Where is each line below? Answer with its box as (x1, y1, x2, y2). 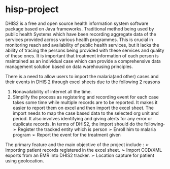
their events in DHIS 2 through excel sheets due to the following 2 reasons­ (5, 79, 160, 85)
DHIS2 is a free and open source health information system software (5, 20, 149, 26)
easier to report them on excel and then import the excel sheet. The (12, 105, 154, 111)
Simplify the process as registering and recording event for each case (12, 94, 159, 100)
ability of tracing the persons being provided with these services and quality (5, 47, 164, 53)
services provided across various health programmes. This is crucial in (5, 37, 153, 43)
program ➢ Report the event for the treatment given (12, 131, 121, 138)
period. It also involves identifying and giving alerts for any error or (12, 115, 152, 121)
